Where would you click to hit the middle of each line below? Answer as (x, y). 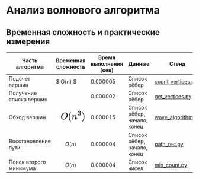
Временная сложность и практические (83, 32)
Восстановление (30, 141)
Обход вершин (27, 117)
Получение (23, 93)
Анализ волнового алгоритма (83, 10)
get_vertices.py (173, 96)
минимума (22, 168)
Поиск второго (27, 162)
